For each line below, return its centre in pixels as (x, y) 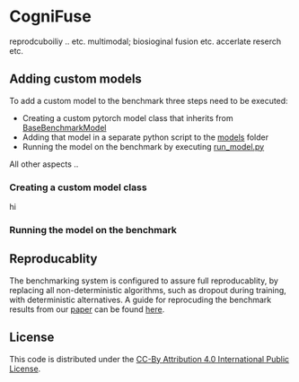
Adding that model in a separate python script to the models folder (145, 137)
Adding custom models (75, 79)
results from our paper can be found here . (87, 309)
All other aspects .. (44, 164)
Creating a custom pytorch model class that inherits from (128, 117)
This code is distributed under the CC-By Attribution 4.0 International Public (149, 359)
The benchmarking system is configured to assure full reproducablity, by (144, 281)
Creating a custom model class (78, 187)
